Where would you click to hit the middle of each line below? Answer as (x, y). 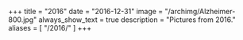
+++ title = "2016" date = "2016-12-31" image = (86, 11)
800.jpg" (23, 20)
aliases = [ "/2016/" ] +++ (50, 28)
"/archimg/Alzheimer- (200, 11)
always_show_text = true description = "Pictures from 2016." (137, 20)
